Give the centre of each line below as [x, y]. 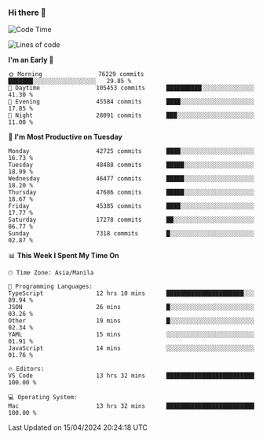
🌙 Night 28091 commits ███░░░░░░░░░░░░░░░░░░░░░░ [131, 116]
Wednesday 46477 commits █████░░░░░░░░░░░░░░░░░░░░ [131, 179]
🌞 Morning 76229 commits [76, 75]
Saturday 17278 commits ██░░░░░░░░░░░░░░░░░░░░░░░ [131, 220]
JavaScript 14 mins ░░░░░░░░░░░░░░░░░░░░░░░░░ [131, 348]
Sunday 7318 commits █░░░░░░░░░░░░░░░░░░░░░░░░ [131, 234]
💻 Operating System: [43, 398]
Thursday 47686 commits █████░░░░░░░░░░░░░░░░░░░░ [131, 193]
